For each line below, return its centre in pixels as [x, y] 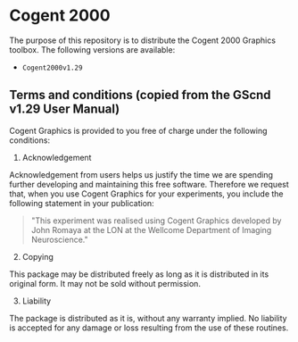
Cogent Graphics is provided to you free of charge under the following [138, 130]
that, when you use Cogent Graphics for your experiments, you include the [146, 194]
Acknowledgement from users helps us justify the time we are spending [141, 174]
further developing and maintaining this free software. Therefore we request [149, 184]
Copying [37, 256]
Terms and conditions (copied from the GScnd [140, 95]
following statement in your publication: [82, 203]
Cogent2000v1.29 [52, 68]
